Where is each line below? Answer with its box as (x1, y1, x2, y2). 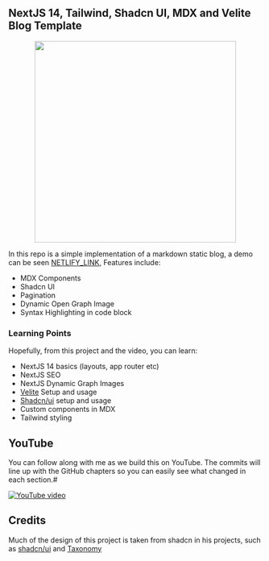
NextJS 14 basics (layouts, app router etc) (19, 362, 159, 372)
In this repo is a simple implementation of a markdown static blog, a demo (8, 249, 254, 259)
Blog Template (8, 19, 82, 33)
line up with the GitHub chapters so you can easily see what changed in (8, 466, 246, 476)
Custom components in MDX (19, 405, 116, 414)
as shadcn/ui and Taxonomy (8, 543, 102, 553)
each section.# (8, 475, 58, 484)
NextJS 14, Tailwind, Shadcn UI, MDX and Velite (8, 6, 251, 20)
